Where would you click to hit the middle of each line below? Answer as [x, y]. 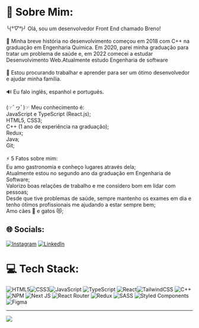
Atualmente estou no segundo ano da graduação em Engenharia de [89, 173]
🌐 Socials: [25, 229]
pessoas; [17, 192]
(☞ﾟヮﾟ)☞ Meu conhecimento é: [45, 107]
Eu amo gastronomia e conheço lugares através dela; [71, 167]
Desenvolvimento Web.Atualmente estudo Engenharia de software [87, 60]
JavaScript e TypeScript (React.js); [49, 114]
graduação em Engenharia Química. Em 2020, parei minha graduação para [97, 47]
